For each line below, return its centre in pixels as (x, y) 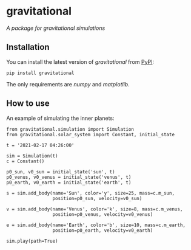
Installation (28, 47)
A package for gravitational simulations (56, 28)
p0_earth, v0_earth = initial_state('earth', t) (69, 182)
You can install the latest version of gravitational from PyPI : (80, 61)
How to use (28, 104)
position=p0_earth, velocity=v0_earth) (103, 230)
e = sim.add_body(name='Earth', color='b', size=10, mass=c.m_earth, (96, 225)
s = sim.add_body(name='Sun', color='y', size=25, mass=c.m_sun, (90, 193)
